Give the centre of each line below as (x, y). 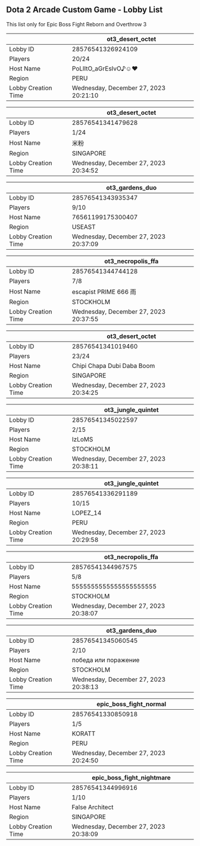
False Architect (93, 807)
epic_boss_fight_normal (132, 704)
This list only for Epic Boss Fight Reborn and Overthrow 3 (76, 24)
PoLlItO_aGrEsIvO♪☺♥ (105, 68)
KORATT (84, 733)
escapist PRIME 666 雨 (104, 292)
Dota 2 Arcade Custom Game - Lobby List (85, 10)
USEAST (84, 226)
